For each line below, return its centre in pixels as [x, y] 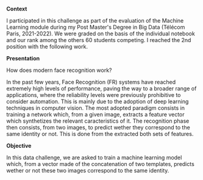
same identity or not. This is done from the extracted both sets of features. [100, 134]
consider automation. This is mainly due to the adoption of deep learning [98, 101]
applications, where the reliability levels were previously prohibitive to [94, 95]
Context [17, 9]
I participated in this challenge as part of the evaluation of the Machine [95, 20]
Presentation [23, 58]
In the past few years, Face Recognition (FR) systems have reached [91, 82]
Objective [19, 146]
